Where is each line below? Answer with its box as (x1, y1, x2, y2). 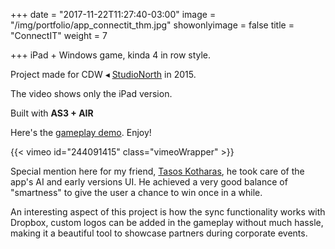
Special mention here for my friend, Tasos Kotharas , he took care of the (10, 165, 305, 177)
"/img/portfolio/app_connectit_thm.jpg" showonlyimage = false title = (10, 19, 295, 31)
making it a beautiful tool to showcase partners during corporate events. (10, 227, 308, 239)
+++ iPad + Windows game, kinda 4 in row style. (10, 49, 212, 61)
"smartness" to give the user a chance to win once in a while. (10, 187, 263, 198)
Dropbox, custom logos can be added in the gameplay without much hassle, (10, 217, 324, 228)
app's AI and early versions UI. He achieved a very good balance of (10, 176, 288, 188)
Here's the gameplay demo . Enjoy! (10, 127, 152, 138)
